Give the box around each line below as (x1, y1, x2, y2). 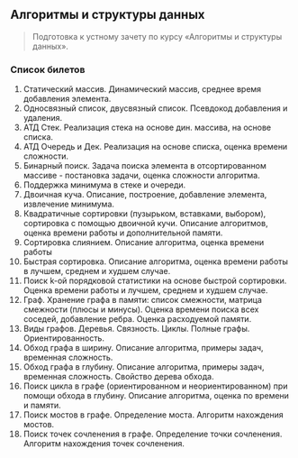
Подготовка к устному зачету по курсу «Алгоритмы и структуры (32, 31, 283, 41)
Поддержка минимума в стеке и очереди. (23, 179, 186, 190)
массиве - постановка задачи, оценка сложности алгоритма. (23, 170, 260, 181)
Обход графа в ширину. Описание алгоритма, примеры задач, (23, 343, 264, 353)
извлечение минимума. (23, 198, 115, 210)
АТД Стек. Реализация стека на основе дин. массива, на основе (23, 122, 272, 133)
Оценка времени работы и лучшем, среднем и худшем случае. (23, 285, 268, 296)
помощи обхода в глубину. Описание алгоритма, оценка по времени (23, 390, 289, 401)
